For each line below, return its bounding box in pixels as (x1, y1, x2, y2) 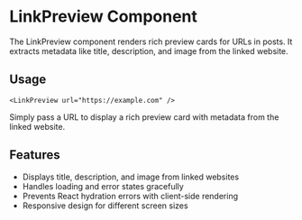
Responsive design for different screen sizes (22, 200, 188, 211)
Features (9, 147, 60, 163)
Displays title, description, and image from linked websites (22, 171, 240, 182)
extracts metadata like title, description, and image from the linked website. (9, 45, 288, 56)
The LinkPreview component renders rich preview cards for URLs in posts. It (9, 36, 293, 47)
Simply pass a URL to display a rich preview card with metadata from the (9, 111, 279, 123)
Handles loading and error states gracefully (22, 180, 185, 191)
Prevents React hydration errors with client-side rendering (22, 190, 239, 201)
